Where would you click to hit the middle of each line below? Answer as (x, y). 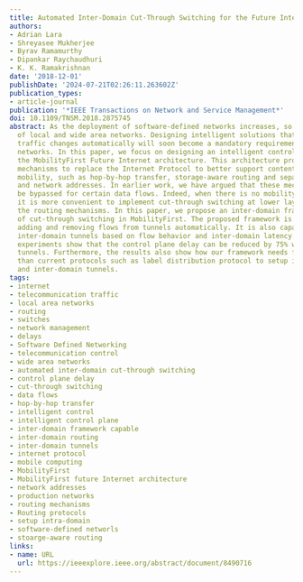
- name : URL (32, 554)
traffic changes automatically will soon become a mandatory (135, 143)
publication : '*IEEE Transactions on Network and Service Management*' (147, 110)
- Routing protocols (48, 513)
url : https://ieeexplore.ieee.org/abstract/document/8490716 (135, 563)
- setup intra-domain (50, 521)
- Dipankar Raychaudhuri (56, 60)
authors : (26, 26)
